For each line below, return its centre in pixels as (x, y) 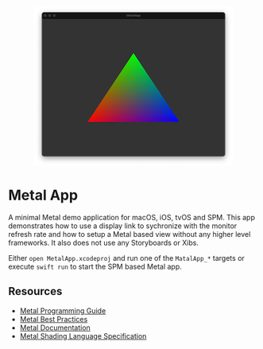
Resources (35, 291)
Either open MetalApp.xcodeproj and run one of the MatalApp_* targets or (126, 258)
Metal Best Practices (54, 319)
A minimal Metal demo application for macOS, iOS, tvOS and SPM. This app (132, 217)
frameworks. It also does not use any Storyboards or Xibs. (103, 242)
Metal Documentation (55, 328)
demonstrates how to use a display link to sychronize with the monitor (123, 226)
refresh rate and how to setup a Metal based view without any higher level (130, 234)
